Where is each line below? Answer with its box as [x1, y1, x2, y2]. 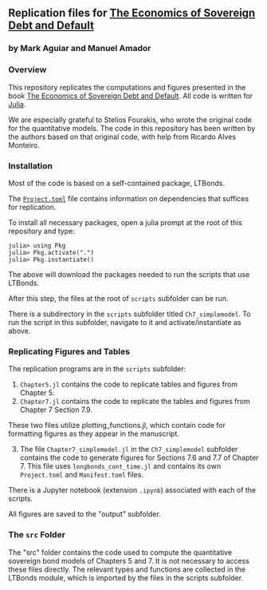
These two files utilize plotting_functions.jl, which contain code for [8, 421, 226, 430]
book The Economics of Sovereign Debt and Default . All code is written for [8, 91, 253, 101]
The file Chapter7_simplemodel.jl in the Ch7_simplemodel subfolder [19, 445, 238, 454]
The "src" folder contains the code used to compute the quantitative [8, 547, 233, 557]
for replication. [8, 202, 57, 212]
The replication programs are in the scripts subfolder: [8, 364, 187, 374]
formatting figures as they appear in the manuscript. [8, 429, 179, 438]
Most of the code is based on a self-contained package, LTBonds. [8, 178, 226, 188]
